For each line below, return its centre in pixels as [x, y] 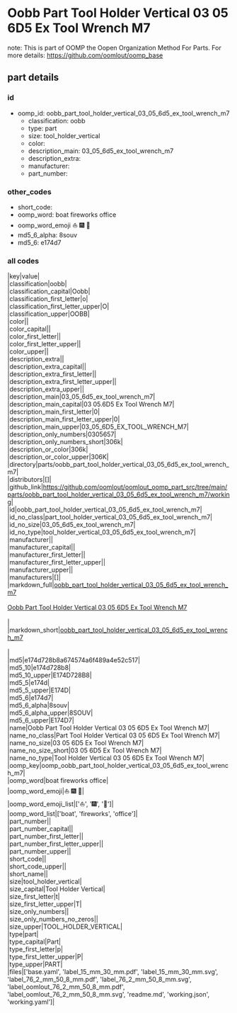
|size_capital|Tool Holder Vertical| [56, 889]
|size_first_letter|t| [34, 897]
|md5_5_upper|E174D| [39, 690]
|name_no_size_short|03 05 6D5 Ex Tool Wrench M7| [85, 751]
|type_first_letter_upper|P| [45, 957]
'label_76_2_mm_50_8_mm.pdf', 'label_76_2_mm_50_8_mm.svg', [100, 980]
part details [33, 78]
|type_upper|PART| [35, 964]
